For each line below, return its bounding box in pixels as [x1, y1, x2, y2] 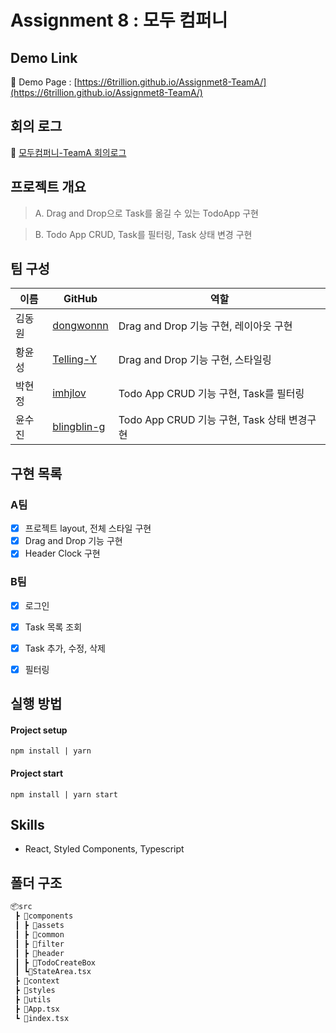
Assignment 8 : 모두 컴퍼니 [10, 9, 228, 32]
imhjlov [52, 386, 87, 400]
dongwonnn [52, 319, 109, 333]
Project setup [10, 724, 68, 736]
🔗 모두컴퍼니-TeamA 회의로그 [10, 146, 127, 158]
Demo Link [10, 49, 78, 66]
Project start [10, 767, 64, 780]
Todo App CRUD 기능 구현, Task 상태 [118, 413, 287, 427]
